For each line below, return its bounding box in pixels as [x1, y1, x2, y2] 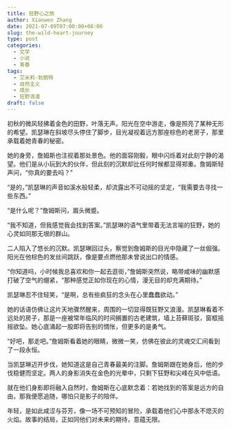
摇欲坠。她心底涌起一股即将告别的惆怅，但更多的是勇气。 [7, 322, 170, 330]
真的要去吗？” [34, 168, 74, 176]
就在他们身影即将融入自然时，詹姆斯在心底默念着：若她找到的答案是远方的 [7, 383, 218, 391]
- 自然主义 [13, 80, 41, 87]
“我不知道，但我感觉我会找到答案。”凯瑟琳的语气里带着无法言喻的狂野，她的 [7, 221, 221, 229]
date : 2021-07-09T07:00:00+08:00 [7, 23, 103, 30]
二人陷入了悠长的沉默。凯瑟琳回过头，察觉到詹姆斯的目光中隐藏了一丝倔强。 [7, 244, 224, 252]
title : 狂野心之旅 [7, 10, 55, 17]
